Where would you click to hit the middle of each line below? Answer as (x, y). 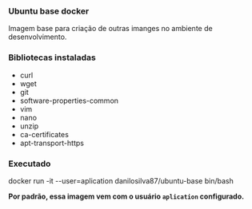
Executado (30, 164)
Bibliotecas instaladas (52, 57)
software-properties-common (69, 101)
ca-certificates (44, 134)
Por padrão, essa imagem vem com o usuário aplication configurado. (126, 196)
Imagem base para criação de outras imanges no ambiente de (111, 29)
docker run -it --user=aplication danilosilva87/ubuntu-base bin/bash (121, 180)
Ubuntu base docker (49, 11)
